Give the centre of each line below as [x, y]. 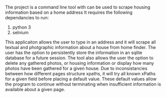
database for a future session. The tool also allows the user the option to [79, 58]
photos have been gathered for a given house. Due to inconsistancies [76, 68]
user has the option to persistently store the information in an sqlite [74, 52]
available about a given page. [35, 89]
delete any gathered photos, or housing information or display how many [80, 63]
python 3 [22, 27]
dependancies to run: [27, 18]
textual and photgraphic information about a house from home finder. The [81, 47]
